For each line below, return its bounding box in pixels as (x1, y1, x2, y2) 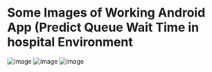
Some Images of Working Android (7, 5, 206, 21)
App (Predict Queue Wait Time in (7, 19, 200, 35)
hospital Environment (7, 35, 133, 50)
